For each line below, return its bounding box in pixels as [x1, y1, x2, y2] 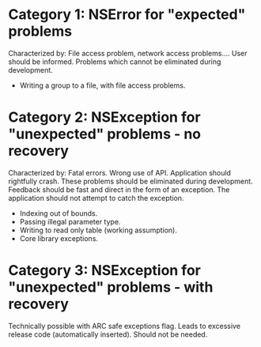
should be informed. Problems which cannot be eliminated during [8, 57, 221, 66]
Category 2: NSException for [8, 108, 201, 126]
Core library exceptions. [19, 233, 99, 243]
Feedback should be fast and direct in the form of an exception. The [8, 184, 230, 194]
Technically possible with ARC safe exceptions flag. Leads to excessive [8, 321, 241, 330]
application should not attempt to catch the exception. [8, 193, 184, 202]
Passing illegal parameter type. [19, 217, 121, 226]
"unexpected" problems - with [8, 278, 214, 296]
